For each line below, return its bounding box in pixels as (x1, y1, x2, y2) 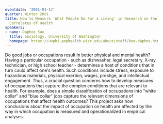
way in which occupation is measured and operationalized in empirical (5, 108, 146, 114)
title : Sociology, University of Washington (9, 34, 101, 39)
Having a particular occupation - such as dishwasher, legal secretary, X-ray (5, 57, 156, 63)
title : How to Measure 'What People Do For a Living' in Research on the (5, 16, 158, 21)
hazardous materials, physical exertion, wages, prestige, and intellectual (5, 72, 149, 78)
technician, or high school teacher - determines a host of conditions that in (5, 62, 155, 68)
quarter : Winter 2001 (5, 12, 49, 16)
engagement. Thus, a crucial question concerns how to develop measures (5, 77, 154, 83)
